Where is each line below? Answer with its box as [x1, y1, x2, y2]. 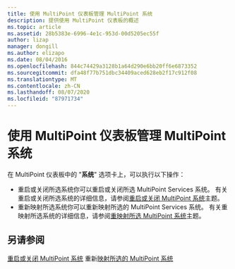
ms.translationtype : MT [7, 75, 78, 83]
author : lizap [7, 37, 49, 44]
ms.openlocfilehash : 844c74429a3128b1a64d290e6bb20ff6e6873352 [7, 63, 198, 70]
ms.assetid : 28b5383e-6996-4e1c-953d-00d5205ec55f [7, 30, 159, 37]
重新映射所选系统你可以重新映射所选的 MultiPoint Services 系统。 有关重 [17, 202, 228, 211]
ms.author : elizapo [7, 50, 65, 57]
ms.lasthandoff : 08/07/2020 [7, 89, 90, 96]
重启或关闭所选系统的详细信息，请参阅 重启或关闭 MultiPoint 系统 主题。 [17, 194, 224, 202]
